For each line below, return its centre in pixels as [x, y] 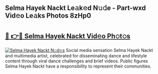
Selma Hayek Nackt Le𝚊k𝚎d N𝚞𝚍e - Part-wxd [75, 8]
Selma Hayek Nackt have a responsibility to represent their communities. [78, 66]
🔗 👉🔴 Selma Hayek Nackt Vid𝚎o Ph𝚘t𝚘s [68, 36]
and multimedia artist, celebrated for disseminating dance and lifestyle [76, 56]
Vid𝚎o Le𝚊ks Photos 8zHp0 [48, 16]
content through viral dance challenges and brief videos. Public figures [77, 61]
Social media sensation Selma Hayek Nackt [109, 50]
